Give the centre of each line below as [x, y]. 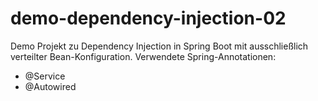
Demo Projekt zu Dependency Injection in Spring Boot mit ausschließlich [159, 46]
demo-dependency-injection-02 [148, 18]
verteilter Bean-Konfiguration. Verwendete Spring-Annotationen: [143, 56]
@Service [45, 76]
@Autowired [50, 86]
